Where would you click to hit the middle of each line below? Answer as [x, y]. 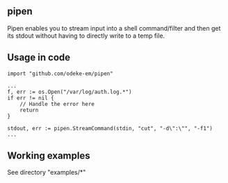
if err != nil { [31, 98]
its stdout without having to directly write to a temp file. [86, 35]
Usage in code [39, 57]
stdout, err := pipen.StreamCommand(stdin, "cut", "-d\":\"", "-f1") [110, 128]
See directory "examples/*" [47, 173]
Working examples [49, 156]
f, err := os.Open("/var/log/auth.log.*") [70, 92]
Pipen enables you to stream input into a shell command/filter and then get [114, 28]
